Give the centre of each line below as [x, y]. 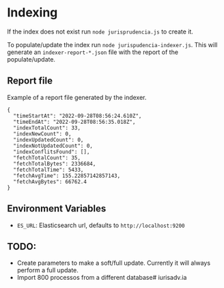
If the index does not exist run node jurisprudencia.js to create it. [100, 31]
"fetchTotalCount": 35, [47, 158]
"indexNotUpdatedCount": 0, [53, 146]
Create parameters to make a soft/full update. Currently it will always [113, 263]
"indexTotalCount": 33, [47, 128]
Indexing [32, 13]
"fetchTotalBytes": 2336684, [55, 163]
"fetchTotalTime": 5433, [48, 170]
